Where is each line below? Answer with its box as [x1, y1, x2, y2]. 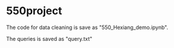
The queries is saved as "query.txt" [6, 35, 93, 42]
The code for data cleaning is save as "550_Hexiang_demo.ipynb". [6, 24, 168, 31]
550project [6, 4, 62, 18]
